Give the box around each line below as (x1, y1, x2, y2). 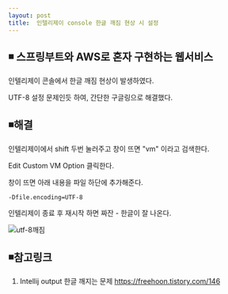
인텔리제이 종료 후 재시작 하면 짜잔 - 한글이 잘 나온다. (8, 209, 172, 218)
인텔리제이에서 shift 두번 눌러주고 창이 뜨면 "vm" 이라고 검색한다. (8, 144, 210, 154)
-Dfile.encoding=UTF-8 (8, 194, 83, 202)
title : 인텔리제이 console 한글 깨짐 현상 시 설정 (8, 19, 159, 27)
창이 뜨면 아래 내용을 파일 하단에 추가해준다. (8, 178, 144, 187)
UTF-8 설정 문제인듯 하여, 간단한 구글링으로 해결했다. (8, 92, 173, 103)
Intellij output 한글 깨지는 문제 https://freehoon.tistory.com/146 (19, 276, 221, 285)
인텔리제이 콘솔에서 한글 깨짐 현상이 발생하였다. (8, 76, 154, 85)
